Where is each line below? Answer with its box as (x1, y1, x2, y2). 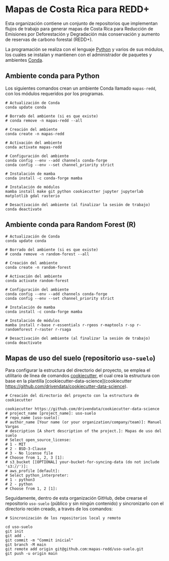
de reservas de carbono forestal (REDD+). (5, 36, 93, 43)
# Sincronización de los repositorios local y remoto (5, 515, 121, 521)
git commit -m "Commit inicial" (5, 538, 73, 543)
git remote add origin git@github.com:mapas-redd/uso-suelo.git (5, 547, 144, 552)
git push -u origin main (5, 551, 58, 556)
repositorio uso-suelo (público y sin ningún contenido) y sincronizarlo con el (5, 500, 164, 507)
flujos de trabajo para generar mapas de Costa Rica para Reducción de (5, 25, 153, 31)
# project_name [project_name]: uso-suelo (5, 411, 96, 416)
